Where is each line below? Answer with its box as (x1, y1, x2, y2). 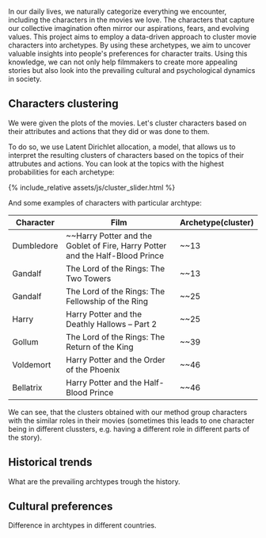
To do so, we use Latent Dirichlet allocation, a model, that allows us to (8, 142, 236, 152)
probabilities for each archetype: (8, 167, 115, 177)
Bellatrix (12, 382, 43, 393)
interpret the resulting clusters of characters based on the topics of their (8, 150, 244, 159)
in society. (8, 75, 42, 83)
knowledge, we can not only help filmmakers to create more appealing (8, 57, 237, 67)
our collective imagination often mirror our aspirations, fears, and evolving (8, 24, 249, 33)
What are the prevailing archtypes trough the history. (8, 476, 180, 486)
